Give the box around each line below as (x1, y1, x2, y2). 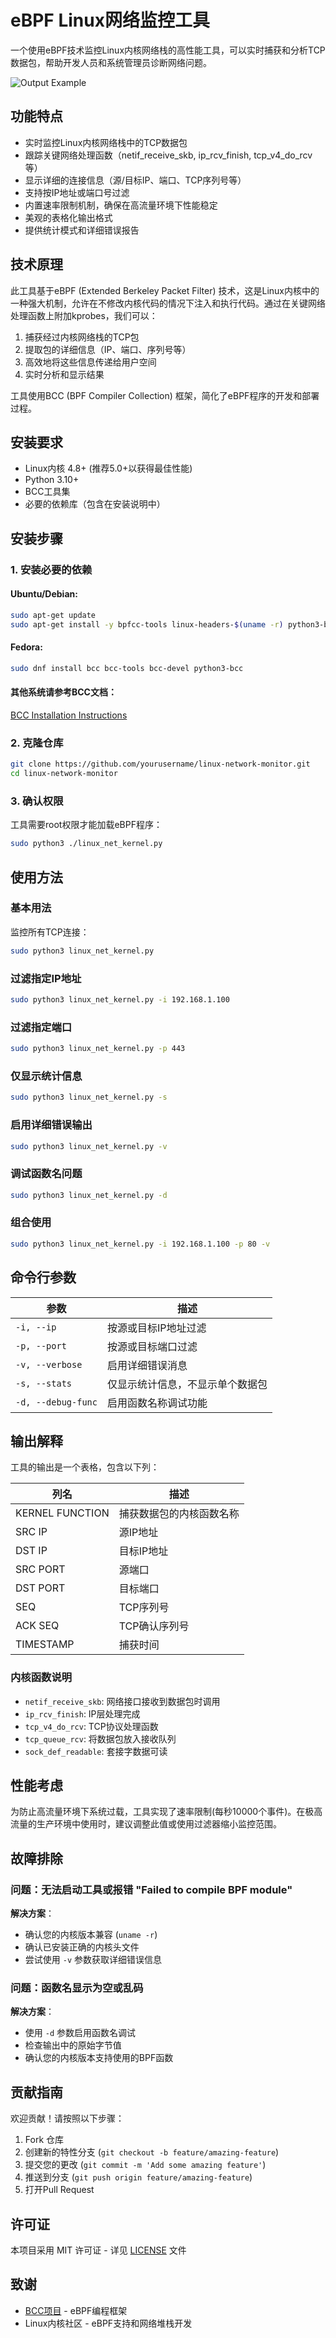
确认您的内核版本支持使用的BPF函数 (24, 2052, 174, 2064)
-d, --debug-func (15, 1396, 98, 1408)
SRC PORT (15, 1562, 66, 1576)
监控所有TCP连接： (10, 926, 90, 938)
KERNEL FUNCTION (15, 1506, 110, 1520)
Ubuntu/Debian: (10, 588, 78, 600)
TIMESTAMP (15, 1637, 75, 1651)
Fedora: (10, 641, 43, 653)
